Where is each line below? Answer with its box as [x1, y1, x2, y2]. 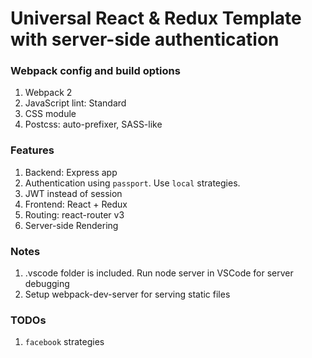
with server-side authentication [10, 28, 280, 51]
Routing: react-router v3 [24, 208, 125, 221]
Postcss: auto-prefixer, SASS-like [24, 118, 163, 131]
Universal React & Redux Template [10, 7, 302, 30]
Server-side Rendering [24, 219, 119, 231]
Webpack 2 [24, 87, 73, 99]
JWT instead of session [24, 187, 123, 199]
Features [10, 143, 55, 157]
